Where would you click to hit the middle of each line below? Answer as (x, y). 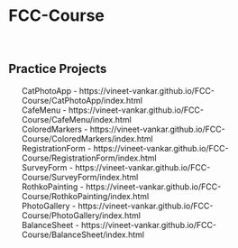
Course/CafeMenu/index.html (76, 119)
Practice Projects (58, 69)
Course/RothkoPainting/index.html (85, 196)
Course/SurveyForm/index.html (80, 177)
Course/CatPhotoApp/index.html (82, 100)
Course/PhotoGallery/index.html (81, 215)
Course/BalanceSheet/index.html (83, 234)
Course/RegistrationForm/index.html (89, 158)
